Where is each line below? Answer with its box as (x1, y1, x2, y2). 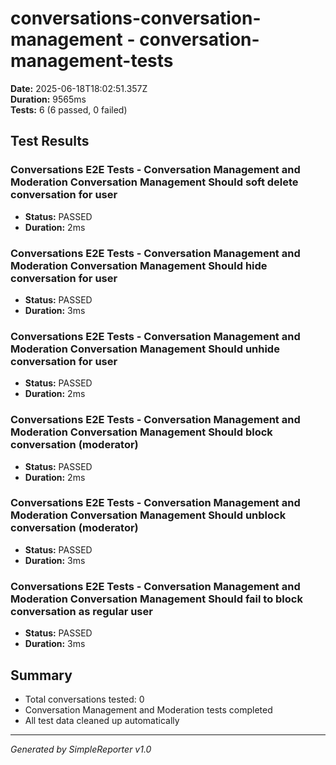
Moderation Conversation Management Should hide (10, 258, 268, 272)
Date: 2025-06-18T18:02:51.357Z (10, 82, 148, 94)
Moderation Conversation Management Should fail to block (10, 592, 303, 606)
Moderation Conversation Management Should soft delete (10, 175, 299, 189)
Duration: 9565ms (10, 93, 87, 105)
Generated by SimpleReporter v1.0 (10, 743, 152, 755)
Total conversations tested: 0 (24, 693, 145, 705)
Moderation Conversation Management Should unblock (10, 508, 287, 522)
